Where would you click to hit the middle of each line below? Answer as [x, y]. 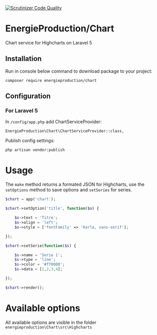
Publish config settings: [30, 141]
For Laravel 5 [22, 111]
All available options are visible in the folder [51, 322]
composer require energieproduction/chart [51, 80]
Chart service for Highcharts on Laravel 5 [49, 42]
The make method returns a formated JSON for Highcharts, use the [75, 185]
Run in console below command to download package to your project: [79, 71]
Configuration [28, 96]
